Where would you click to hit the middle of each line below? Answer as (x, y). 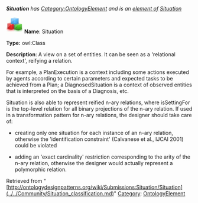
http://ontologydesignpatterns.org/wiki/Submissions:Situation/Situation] (95, 187)
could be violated (36, 145)
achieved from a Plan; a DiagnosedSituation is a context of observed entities (99, 85)
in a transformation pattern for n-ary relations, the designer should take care (99, 115)
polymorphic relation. (40, 169)
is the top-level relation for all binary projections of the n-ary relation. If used (99, 109)
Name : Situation (44, 31)
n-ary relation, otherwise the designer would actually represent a (94, 163)
